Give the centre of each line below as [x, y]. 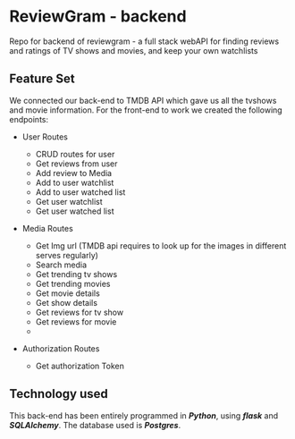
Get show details [67, 302]
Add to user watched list [80, 192]
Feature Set [42, 79]
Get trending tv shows [76, 274]
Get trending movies [73, 283]
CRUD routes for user [75, 154]
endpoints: [29, 119]
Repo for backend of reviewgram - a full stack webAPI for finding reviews [144, 41]
